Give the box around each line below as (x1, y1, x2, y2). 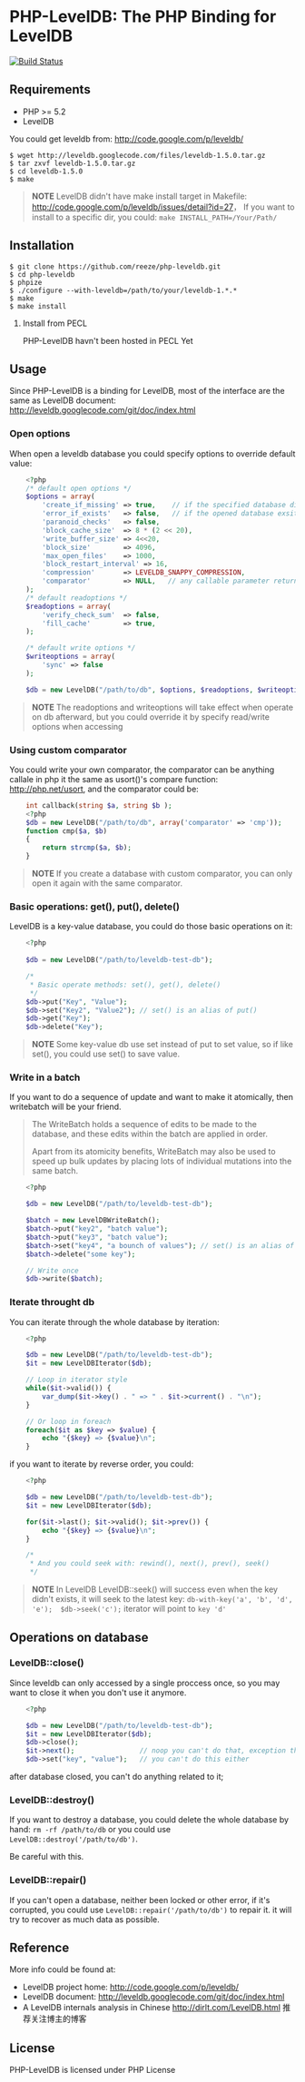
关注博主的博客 (30, 2013, 87, 2025)
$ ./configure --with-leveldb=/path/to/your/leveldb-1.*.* (9, 286, 238, 295)
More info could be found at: (9, 1964, 116, 1975)
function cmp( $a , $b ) (25, 826, 107, 836)
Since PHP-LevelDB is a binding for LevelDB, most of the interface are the (9, 386, 285, 397)
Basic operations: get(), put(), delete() (9, 900, 180, 913)
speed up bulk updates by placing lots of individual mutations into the (31, 1155, 292, 1167)
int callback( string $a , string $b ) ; (25, 800, 172, 810)
